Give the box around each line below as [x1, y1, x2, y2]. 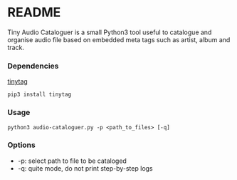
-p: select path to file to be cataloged [17, 156, 127, 165]
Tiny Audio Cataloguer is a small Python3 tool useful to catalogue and [7, 28, 212, 36]
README [7, 4, 61, 21]
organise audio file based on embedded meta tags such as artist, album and [7, 35, 231, 44]
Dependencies [7, 61, 59, 71]
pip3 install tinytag [7, 91, 72, 99]
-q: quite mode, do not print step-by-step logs [17, 164, 153, 172]
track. [7, 43, 25, 51]
